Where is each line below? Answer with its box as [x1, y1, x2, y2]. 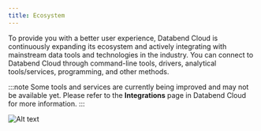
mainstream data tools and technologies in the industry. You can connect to [8, 50, 254, 59]
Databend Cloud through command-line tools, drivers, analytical [8, 58, 217, 68]
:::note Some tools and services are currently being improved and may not [8, 82, 249, 92]
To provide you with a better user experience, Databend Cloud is [8, 33, 218, 43]
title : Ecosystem [8, 11, 65, 20]
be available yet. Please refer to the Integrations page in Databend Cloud [8, 90, 247, 99]
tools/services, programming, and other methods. [8, 66, 170, 76]
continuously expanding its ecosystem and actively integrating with [8, 41, 227, 51]
